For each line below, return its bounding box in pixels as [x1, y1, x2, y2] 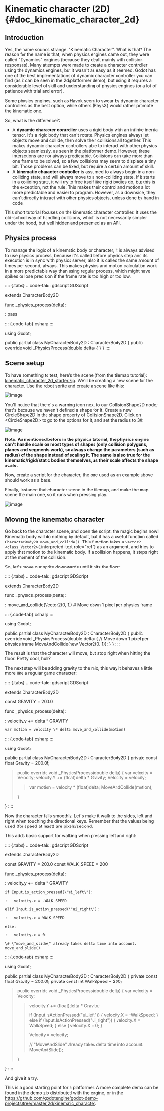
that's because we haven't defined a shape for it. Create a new [5, 407, 132, 413]
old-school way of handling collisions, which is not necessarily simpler [5, 215, 147, 220]
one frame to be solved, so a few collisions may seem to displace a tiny [12, 158, 156, 164]
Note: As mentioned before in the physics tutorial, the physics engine [5, 436, 149, 442]
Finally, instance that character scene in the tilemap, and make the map [5, 487, 149, 492]
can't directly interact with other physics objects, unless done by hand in [12, 195, 159, 201]
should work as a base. [5, 477, 52, 483]
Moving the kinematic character [5, 516, 105, 524]
